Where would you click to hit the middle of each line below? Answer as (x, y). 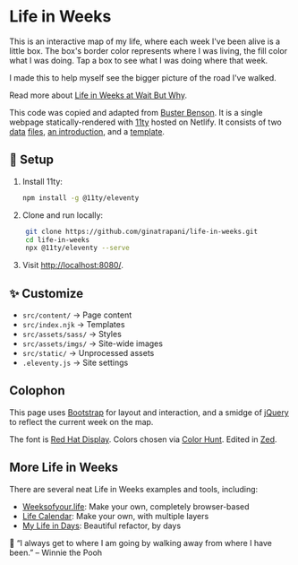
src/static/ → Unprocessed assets (88, 353)
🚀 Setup (32, 160)
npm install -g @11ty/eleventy (81, 198)
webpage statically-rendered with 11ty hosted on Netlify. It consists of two (145, 122)
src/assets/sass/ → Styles (72, 335)
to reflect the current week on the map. (81, 422)
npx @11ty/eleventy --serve (77, 248)
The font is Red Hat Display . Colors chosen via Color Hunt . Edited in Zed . (143, 439)
